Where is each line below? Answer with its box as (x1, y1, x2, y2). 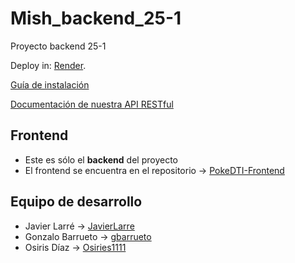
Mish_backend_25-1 (10, 7, 182, 30)
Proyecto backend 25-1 (10, 40, 107, 52)
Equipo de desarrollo (10, 193, 143, 211)
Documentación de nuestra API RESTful (10, 98, 174, 110)
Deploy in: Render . (10, 59, 87, 71)
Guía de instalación (10, 78, 90, 91)
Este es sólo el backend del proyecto (24, 153, 178, 166)
